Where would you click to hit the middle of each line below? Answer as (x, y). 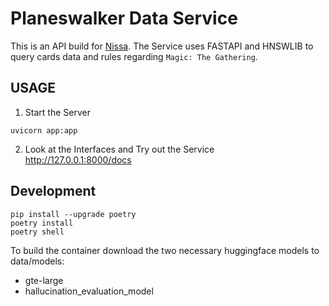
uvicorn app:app (44, 130)
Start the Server (57, 112)
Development (53, 191)
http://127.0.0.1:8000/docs (78, 159)
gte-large (44, 280)
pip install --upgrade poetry (73, 214)
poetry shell (37, 232)
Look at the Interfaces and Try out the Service (119, 149)
